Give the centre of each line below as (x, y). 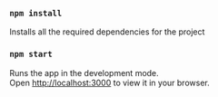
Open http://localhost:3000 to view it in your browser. (110, 82)
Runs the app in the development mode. (84, 73)
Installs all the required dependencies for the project (107, 32)
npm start (31, 54)
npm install (36, 13)
